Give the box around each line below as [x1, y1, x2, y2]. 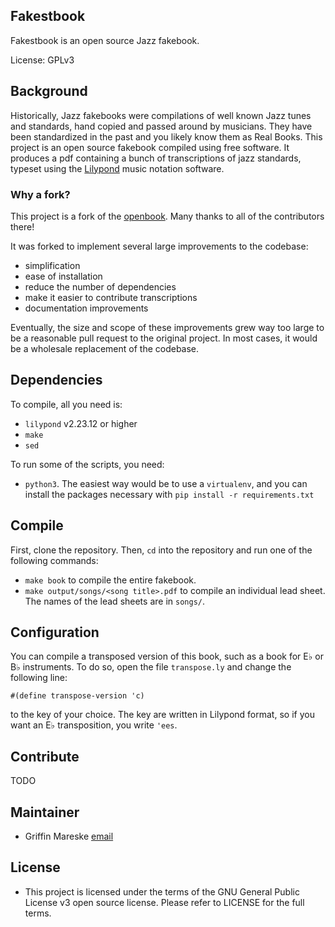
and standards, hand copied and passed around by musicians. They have [10, 120, 313, 132]
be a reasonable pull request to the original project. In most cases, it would [10, 332, 318, 344]
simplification [24, 259, 81, 271]
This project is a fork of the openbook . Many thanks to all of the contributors [10, 210, 325, 222]
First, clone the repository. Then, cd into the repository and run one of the [10, 544, 313, 556]
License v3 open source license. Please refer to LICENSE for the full [24, 896, 305, 908]
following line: [10, 672, 68, 684]
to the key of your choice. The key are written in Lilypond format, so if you [10, 709, 315, 721]
